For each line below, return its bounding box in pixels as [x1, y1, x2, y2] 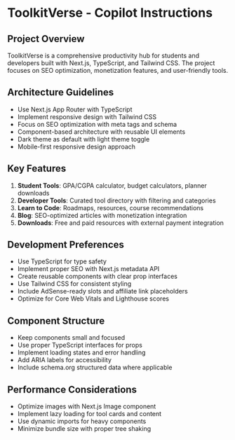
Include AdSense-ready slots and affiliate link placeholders [17, 287, 188, 296]
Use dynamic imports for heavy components [17, 417, 147, 425]
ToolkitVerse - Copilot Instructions [7, 5, 213, 21]
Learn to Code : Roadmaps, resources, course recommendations [17, 203, 204, 212]
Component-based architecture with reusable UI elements [17, 128, 186, 136]
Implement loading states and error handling [17, 348, 146, 357]
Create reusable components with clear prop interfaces [17, 272, 177, 281]
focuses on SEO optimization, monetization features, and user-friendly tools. [7, 67, 229, 74]
